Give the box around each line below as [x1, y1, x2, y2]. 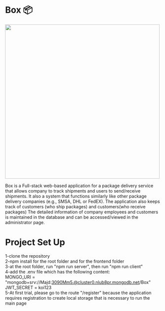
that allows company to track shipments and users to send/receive [5, 188, 141, 194]
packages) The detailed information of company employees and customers [5, 209, 159, 215]
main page [5, 300, 27, 306]
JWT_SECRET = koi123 [5, 284, 52, 290]
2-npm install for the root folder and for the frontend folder [5, 258, 124, 264]
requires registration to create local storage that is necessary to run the [5, 295, 150, 301]
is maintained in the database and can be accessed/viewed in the [5, 214, 138, 220]
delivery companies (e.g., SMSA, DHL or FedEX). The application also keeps [5, 198, 160, 204]
